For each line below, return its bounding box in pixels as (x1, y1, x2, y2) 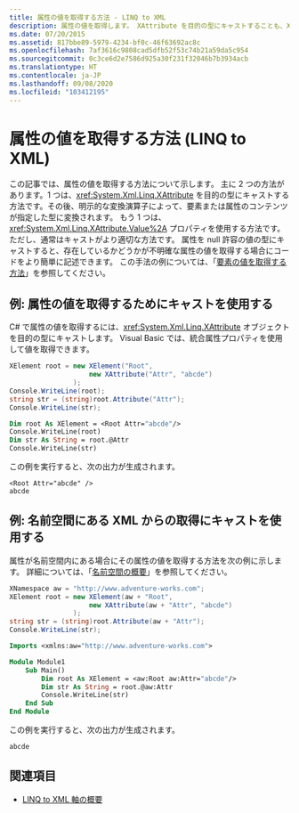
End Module (9, 707, 50, 717)
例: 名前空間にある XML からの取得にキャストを (9, 513, 270, 528)
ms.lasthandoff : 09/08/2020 (9, 79, 114, 88)
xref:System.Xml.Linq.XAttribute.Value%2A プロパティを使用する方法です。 (9, 224, 286, 234)
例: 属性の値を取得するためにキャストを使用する (9, 296, 273, 312)
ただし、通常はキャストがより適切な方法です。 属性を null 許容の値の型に (9, 234, 278, 245)
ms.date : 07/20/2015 (9, 29, 86, 38)
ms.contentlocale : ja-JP (9, 71, 101, 80)
